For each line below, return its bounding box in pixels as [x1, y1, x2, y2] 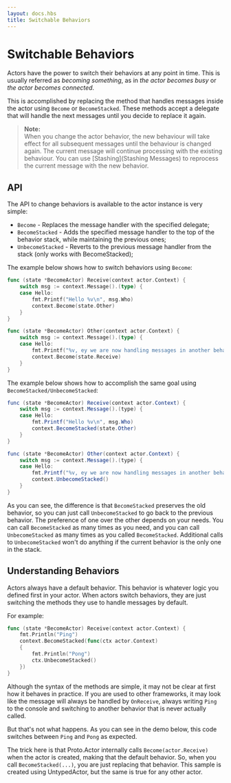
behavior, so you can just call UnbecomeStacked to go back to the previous [7, 508, 213, 517]
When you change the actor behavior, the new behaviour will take [23, 132, 210, 141]
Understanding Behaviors [7, 565, 120, 577]
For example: [7, 611, 45, 620]
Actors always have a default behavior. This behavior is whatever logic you [7, 584, 219, 592]
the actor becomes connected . [7, 83, 95, 92]
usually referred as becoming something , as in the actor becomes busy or [7, 77, 217, 85]
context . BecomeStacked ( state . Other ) [32, 425, 137, 432]
